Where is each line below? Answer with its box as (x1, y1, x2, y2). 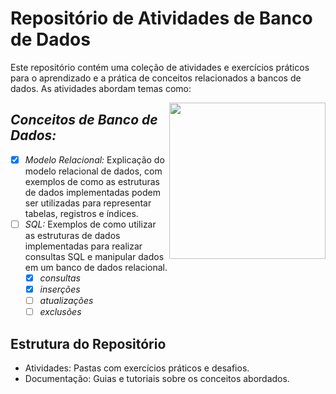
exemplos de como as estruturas (24, 175, 160, 187)
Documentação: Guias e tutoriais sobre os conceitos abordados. (24, 372, 290, 384)
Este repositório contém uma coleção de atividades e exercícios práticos (10, 61, 310, 73)
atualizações (39, 295, 94, 306)
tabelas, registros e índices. (24, 207, 139, 219)
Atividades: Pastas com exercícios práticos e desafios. (24, 362, 250, 374)
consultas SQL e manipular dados (24, 250, 165, 262)
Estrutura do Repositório (10, 335, 167, 352)
